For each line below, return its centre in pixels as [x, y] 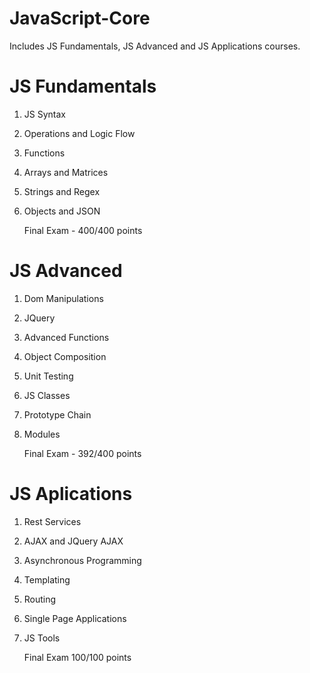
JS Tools [42, 638]
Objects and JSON [62, 211]
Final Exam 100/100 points [77, 657]
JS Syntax [44, 114]
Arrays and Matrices [66, 172]
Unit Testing [48, 376]
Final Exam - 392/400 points [82, 453]
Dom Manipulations [63, 298]
